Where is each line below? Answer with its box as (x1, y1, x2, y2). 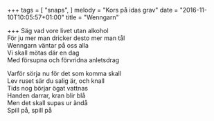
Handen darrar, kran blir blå (7, 91, 86, 100)
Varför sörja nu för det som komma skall (7, 69, 122, 77)
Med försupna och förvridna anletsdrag (7, 56, 120, 64)
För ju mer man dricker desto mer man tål (7, 34, 125, 42)
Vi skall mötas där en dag (7, 48, 80, 57)
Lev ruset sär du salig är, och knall (7, 77, 105, 85)
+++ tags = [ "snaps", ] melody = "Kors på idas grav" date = (7, 6, 179, 14)
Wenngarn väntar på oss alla (7, 41, 89, 49)
